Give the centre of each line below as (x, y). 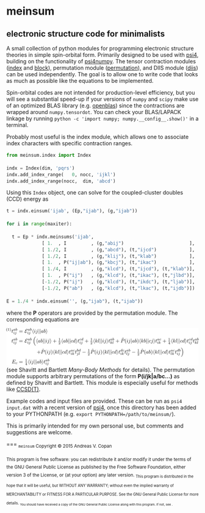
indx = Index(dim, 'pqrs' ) (41, 168)
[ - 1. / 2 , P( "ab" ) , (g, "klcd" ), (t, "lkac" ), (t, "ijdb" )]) (118, 288)
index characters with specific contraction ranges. (70, 143)
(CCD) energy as (27, 199)
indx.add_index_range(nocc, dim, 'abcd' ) (61, 181)
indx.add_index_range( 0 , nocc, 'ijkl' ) (61, 174)
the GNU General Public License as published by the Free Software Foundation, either (96, 467)
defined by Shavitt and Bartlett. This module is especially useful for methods (102, 382)
